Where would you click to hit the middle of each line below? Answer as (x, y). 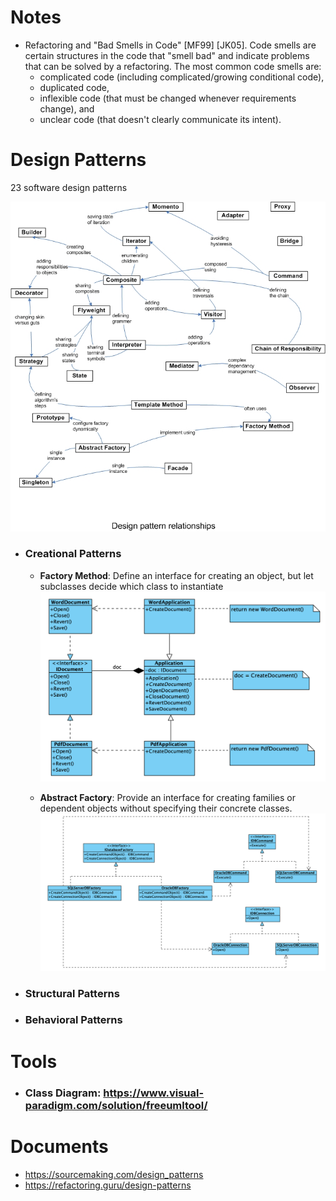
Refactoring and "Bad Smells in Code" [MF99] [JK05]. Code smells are (170, 45)
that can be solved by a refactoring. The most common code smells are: (173, 66)
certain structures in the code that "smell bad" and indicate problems (167, 55)
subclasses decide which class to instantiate (131, 586)
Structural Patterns (72, 993)
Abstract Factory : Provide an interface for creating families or (167, 798)
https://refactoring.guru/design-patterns (108, 1185)
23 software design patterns (69, 187)
